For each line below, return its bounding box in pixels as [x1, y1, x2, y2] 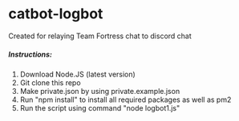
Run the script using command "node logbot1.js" [19, 103, 180, 112]
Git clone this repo [19, 77, 82, 88]
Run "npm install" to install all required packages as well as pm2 [19, 95, 232, 104]
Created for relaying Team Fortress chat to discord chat [8, 31, 192, 41]
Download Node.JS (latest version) [19, 69, 136, 79]
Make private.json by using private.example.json [19, 86, 180, 96]
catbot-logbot [8, 5, 103, 23]
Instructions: [8, 49, 53, 59]
